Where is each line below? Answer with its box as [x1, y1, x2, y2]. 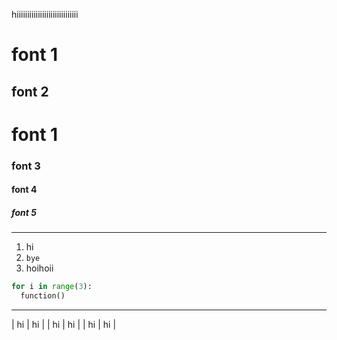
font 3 [11, 159, 41, 173]
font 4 [11, 184, 38, 196]
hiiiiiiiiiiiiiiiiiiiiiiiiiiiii [11, 9, 79, 20]
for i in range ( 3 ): [11, 282, 93, 292]
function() [20, 291, 66, 301]
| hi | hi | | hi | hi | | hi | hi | [11, 319, 117, 330]
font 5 [11, 206, 37, 218]
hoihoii [25, 262, 54, 274]
